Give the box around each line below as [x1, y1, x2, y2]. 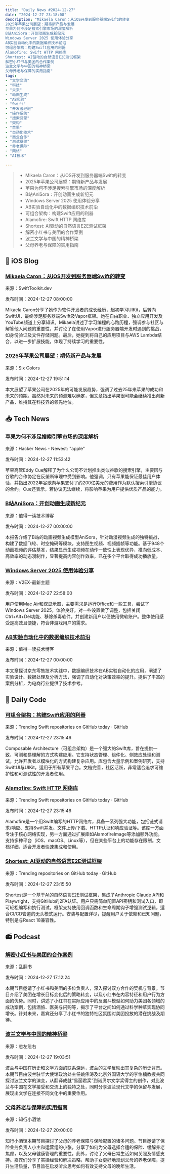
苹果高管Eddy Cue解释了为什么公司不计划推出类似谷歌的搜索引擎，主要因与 [5, 467, 163, 473]
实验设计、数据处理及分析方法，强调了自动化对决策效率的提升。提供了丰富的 [5, 674, 165, 680]
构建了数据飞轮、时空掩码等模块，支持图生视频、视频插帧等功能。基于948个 [5, 540, 164, 547]
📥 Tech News [5, 414, 50, 423]
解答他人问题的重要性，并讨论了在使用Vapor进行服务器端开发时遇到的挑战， [5, 326, 164, 332]
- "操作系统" [5, 111, 30, 116]
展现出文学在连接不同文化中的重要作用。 [5, 1090, 90, 1096]
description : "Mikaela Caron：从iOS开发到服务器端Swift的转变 [5, 17, 130, 22]
